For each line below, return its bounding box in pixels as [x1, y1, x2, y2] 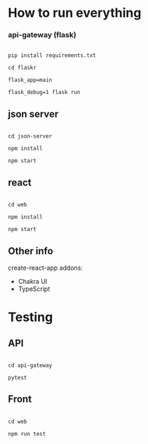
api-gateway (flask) [8, 30, 76, 40]
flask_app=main [8, 77, 53, 84]
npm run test [8, 430, 46, 437]
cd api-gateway [8, 362, 53, 369]
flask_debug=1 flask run [8, 89, 81, 96]
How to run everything [8, 5, 142, 21]
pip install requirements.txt [8, 52, 97, 59]
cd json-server [8, 133, 53, 140]
